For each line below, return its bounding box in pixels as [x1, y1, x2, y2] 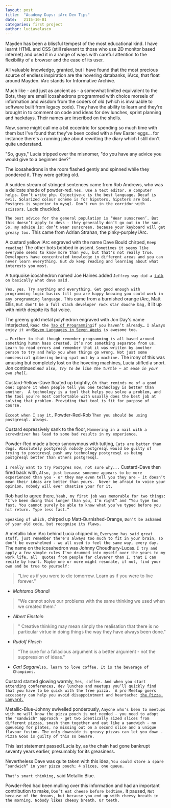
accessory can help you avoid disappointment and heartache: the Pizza [5, 693, 161, 698]
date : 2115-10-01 [5, 17, 47, 22]
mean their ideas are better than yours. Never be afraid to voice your [5, 479, 166, 485]
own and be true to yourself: [5, 564, 70, 569]
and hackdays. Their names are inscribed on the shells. [5, 115, 121, 121]
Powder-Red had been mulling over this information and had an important [5, 782, 160, 789]
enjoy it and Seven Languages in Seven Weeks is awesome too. [5, 327, 138, 333]
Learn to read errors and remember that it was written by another [5, 345, 152, 351]
